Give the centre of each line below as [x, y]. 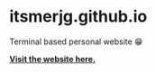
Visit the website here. [53, 59]
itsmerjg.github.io [78, 17]
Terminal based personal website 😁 [76, 41]
